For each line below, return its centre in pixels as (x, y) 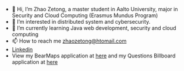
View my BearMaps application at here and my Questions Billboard (93, 56)
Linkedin (22, 49)
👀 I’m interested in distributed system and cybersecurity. (81, 22)
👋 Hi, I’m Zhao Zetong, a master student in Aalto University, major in (95, 9)
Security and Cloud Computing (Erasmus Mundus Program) (85, 15)
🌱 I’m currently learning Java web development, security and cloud (94, 28)
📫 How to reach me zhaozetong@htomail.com (69, 41)
